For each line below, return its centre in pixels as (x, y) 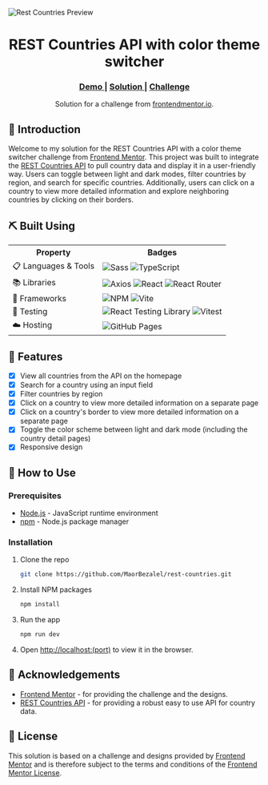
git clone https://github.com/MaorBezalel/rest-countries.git (126, 574)
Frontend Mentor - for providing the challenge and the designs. (124, 694)
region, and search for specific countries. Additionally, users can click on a (131, 183)
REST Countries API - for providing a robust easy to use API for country (138, 702)
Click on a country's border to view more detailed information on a (129, 412)
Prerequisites (35, 495)
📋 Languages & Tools (53, 266)
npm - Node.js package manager (74, 521)
